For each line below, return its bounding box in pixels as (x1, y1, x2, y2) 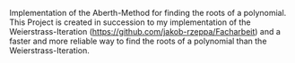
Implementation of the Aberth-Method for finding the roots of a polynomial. (9, 8, 287, 18)
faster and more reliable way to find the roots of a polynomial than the (9, 35, 267, 46)
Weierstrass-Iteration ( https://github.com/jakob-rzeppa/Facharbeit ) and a (9, 27, 281, 36)
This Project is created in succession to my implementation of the (9, 17, 251, 28)
